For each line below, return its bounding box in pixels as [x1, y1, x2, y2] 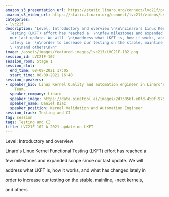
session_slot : [5, 63, 35, 68]
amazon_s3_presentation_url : [5, 7, 66, 13]
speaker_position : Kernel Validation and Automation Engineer [10, 106, 143, 111]
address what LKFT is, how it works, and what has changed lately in [5, 167, 146, 173]
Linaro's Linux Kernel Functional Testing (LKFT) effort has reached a [5, 148, 147, 154]
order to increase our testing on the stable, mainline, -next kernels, [5, 177, 143, 183]
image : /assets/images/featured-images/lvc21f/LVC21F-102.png [5, 49, 138, 54]
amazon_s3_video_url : [5, 12, 51, 17]
